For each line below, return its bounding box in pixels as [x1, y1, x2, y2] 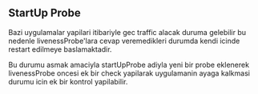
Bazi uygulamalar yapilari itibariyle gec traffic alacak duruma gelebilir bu [8, 27, 247, 37]
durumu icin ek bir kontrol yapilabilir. [8, 76, 128, 86]
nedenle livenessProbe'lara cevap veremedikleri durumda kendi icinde [8, 36, 240, 45]
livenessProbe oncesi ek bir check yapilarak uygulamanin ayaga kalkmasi [8, 68, 251, 78]
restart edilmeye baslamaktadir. [8, 44, 112, 54]
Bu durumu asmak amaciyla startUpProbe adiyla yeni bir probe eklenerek [8, 60, 250, 69]
